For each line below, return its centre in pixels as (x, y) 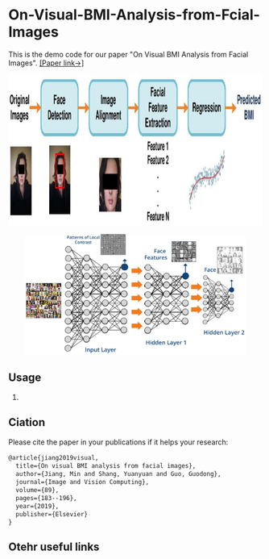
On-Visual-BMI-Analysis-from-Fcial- (134, 15)
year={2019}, (37, 506)
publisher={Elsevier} (52, 514)
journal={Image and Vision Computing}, (83, 482)
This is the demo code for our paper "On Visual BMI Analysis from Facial (128, 54)
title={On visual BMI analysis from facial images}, (106, 465)
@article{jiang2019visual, (54, 457)
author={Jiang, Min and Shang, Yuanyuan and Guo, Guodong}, (118, 473)
